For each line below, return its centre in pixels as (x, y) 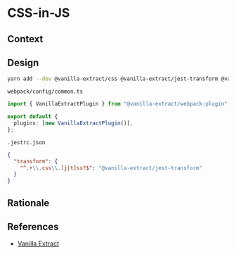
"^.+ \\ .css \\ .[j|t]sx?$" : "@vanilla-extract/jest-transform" (111, 168)
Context (25, 39)
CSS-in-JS (39, 13)
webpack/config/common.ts (45, 92)
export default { (33, 117)
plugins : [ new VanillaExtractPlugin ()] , (73, 123)
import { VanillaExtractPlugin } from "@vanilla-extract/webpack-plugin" (118, 104)
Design (23, 62)
